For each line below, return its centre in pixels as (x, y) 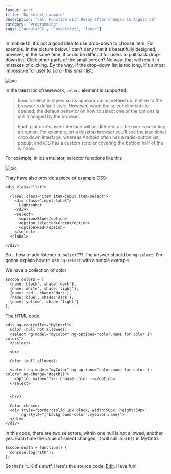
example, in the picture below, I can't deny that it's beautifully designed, (81, 49)
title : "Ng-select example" (35, 15)
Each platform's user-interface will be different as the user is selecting (92, 127)
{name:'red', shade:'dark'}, (41, 293)
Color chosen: (25, 406)
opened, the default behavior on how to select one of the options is (89, 111)
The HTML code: (23, 316)
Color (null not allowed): (39, 330)
